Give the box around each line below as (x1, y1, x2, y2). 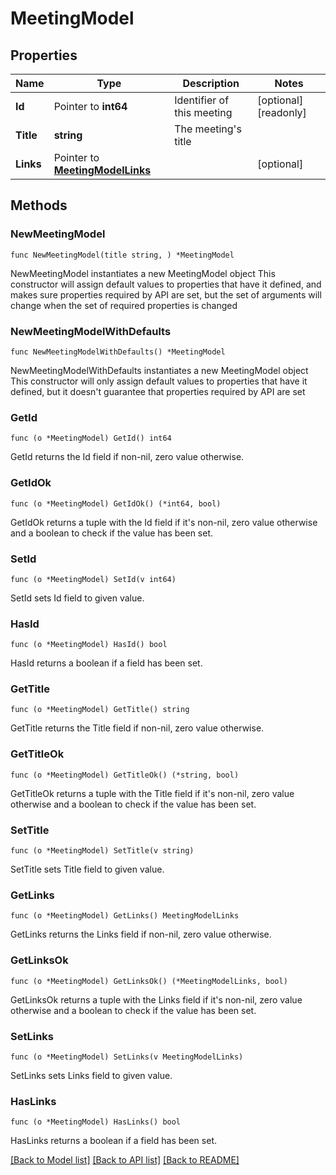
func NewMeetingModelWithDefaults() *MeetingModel (10, 347, 226, 357)
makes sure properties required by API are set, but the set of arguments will (10, 288, 322, 301)
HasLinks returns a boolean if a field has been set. (10, 1135, 217, 1147)
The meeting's (174, 122, 242, 136)
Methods (10, 197, 68, 214)
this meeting (174, 106, 233, 119)
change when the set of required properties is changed (10, 299, 238, 311)
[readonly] (257, 106, 307, 119)
